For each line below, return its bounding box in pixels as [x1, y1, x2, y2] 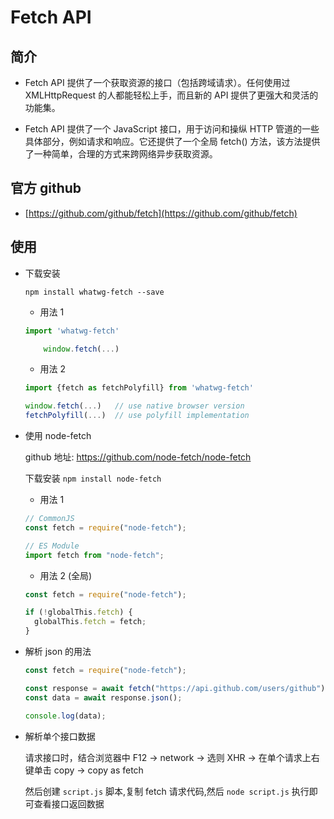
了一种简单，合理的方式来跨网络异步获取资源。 [24, 148, 218, 160]
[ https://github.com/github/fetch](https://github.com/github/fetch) [24, 207, 298, 219]
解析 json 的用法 [24, 646, 92, 657]
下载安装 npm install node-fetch [24, 472, 162, 484]
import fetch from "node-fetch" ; [24, 550, 165, 560]
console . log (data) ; [24, 711, 107, 721]
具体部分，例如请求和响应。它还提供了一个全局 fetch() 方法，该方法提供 [24, 136, 321, 147]
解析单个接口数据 [24, 730, 96, 742]
